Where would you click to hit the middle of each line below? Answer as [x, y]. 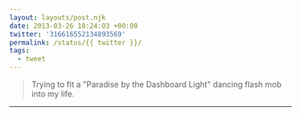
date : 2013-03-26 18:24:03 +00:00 [74, 26]
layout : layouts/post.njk [57, 17]
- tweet [32, 59]
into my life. [52, 94]
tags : [19, 51]
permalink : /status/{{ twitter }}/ [76, 42]
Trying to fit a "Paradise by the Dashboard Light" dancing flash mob [156, 84]
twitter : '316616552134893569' [68, 34]
